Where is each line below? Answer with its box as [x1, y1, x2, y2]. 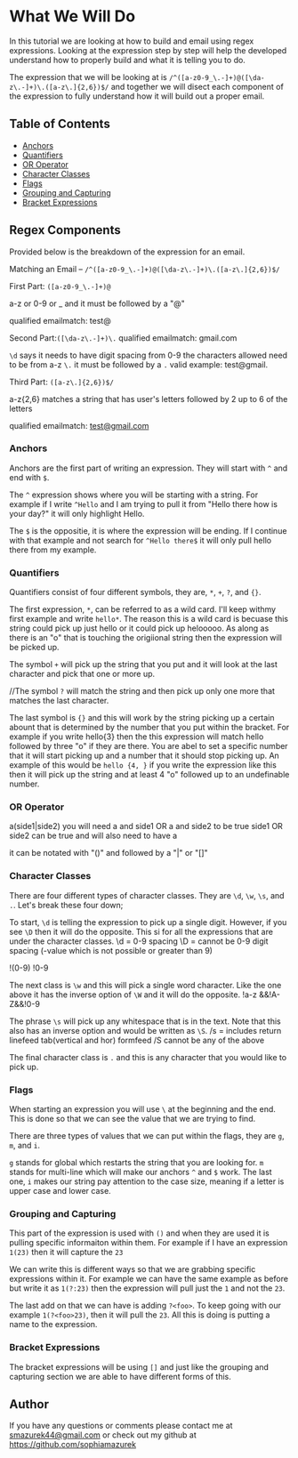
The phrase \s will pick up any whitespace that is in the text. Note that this [9, 1016, 282, 1027]
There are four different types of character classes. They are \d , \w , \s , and [9, 890, 285, 900]
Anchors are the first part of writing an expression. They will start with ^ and [9, 463, 288, 473]
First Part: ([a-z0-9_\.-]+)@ [9, 280, 111, 291]
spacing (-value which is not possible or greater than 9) [9, 945, 213, 955]
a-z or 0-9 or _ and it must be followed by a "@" [9, 298, 185, 309]
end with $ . [9, 471, 50, 482]
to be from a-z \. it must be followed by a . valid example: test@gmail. [9, 358, 269, 370]
